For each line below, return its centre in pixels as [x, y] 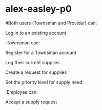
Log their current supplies [33, 62]
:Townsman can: [23, 43]
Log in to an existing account [36, 33]
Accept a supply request [31, 102]
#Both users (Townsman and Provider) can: [51, 23]
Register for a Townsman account [41, 52]
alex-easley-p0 [38, 9]
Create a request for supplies [36, 72]
